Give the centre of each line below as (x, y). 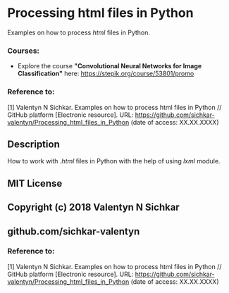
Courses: (24, 51)
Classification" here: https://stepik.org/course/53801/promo (106, 74)
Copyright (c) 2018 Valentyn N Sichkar (93, 207)
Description (33, 144)
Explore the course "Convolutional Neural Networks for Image (110, 66)
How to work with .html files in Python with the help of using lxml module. (114, 161)
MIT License (35, 183)
